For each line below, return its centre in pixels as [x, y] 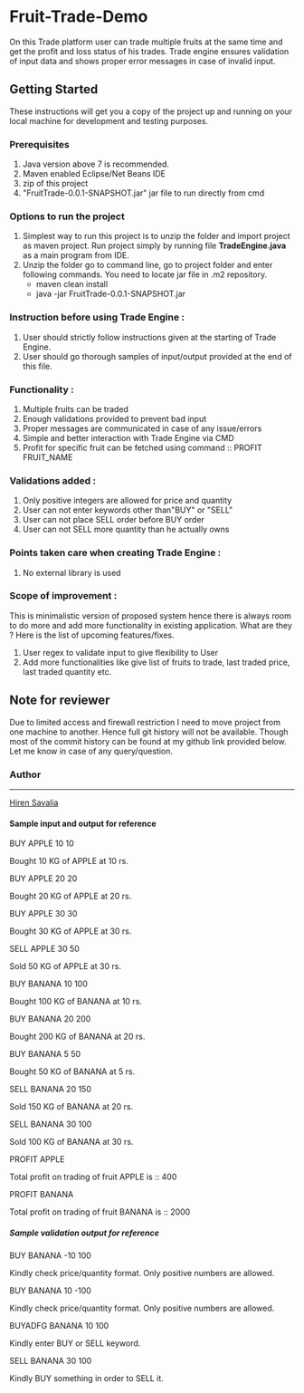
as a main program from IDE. [76, 255]
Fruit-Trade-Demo [79, 17]
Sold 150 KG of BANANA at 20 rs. [71, 1107]
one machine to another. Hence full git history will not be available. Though [149, 732]
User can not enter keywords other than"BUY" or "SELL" [128, 510]
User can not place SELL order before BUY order [114, 520]
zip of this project [55, 184]
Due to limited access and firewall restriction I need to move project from [145, 722]
